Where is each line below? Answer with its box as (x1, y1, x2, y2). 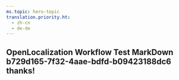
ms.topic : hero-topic (6, 8, 60, 15)
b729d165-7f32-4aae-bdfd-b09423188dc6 (6, 56, 171, 66)
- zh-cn (11, 20, 31, 25)
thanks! (6, 66, 36, 76)
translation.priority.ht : (6, 14, 70, 20)
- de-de (11, 25, 31, 31)
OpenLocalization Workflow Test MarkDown (6, 47, 174, 57)
